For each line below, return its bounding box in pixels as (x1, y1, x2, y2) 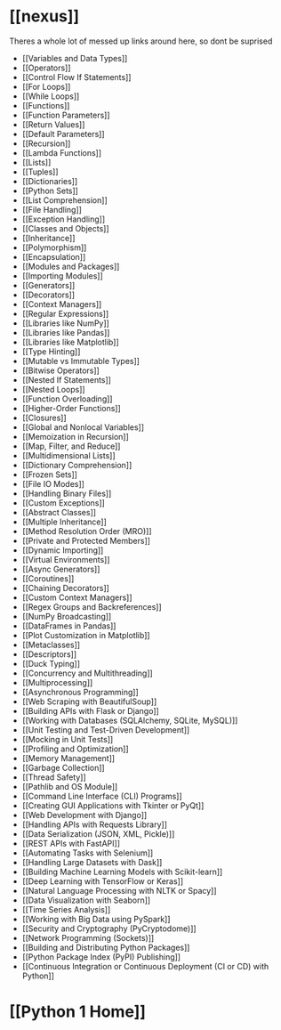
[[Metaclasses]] (21, 639, 81, 650)
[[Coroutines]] (21, 572, 75, 584)
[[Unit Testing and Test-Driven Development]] (21, 724, 190, 735)
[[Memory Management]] (21, 752, 116, 763)
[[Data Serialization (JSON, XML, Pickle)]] (21, 828, 175, 839)
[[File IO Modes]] (21, 478, 84, 489)
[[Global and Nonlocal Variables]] (21, 421, 145, 433)
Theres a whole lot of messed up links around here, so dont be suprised (9, 36, 273, 46)
